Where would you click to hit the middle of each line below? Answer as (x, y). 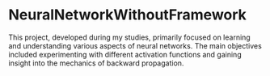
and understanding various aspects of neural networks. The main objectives (135, 45)
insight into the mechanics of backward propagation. (96, 63)
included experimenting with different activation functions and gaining (125, 54)
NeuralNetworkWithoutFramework (127, 15)
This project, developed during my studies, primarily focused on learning (129, 37)
